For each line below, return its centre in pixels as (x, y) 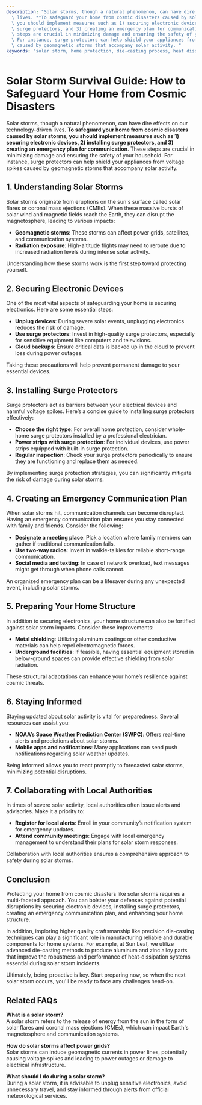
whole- (177, 429)
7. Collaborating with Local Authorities (79, 790)
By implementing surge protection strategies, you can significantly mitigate (99, 473)
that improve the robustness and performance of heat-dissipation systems (98, 957)
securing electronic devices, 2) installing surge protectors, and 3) (90, 142)
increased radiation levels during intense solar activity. (82, 251)
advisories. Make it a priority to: (45, 811)
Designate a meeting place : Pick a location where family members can (103, 537)
